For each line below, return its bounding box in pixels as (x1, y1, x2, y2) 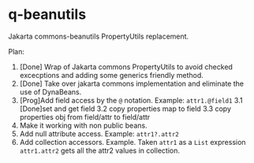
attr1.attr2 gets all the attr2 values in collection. (19, 146, 180, 155)
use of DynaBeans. (19, 87, 82, 96)
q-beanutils (8, 6, 87, 24)
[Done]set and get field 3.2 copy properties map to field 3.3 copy (19, 104, 231, 113)
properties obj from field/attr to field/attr (19, 112, 151, 121)
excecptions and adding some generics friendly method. (19, 70, 204, 80)
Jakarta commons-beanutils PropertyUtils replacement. (8, 31, 189, 41)
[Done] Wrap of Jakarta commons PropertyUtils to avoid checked (19, 61, 233, 72)
